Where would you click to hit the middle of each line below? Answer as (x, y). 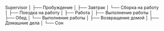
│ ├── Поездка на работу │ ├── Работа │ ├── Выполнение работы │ (79, 13)
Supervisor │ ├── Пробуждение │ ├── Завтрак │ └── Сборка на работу (82, 8)
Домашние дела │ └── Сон (34, 23)
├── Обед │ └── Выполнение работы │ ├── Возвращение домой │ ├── (82, 18)
